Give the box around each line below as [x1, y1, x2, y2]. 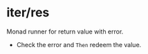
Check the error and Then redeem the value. [16, 40, 142, 49]
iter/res [6, 5, 50, 21]
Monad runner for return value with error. [6, 27, 124, 36]
